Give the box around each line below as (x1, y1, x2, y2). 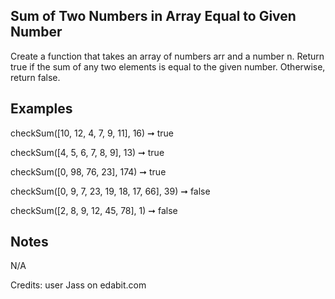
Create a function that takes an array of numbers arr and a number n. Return (10, 50, 325, 62)
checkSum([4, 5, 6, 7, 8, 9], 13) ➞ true (10, 146, 165, 158)
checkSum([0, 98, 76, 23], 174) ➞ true (10, 165, 167, 178)
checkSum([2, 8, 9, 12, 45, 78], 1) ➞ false (10, 204, 178, 216)
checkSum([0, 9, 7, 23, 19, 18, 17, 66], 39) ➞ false (10, 185, 211, 197)
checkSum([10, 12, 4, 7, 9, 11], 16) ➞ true (10, 127, 175, 139)
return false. (10, 71, 61, 83)
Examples (10, 100, 73, 118)
